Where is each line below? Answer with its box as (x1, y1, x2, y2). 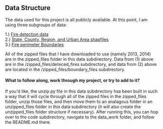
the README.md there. (5, 119, 51, 125)
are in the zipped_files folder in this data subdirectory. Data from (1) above (5, 56, 154, 62)
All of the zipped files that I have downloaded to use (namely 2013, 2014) (5, 51, 151, 57)
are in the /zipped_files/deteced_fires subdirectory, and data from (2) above (5, 61, 157, 67)
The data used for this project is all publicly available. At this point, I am (5, 16, 147, 22)
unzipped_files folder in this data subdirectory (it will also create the (5, 104, 141, 110)
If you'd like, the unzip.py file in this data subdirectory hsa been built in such (5, 88, 158, 94)
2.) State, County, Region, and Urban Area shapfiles (5, 36, 109, 42)
